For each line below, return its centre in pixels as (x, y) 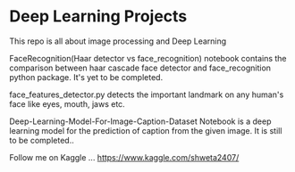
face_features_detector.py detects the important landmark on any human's (147, 94)
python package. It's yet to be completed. (86, 77)
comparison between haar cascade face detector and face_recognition (140, 68)
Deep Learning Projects (98, 16)
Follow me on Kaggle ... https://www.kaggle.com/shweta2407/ (124, 157)
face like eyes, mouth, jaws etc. (67, 103)
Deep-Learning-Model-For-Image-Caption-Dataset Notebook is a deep (140, 121)
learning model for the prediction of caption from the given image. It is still (146, 130)
